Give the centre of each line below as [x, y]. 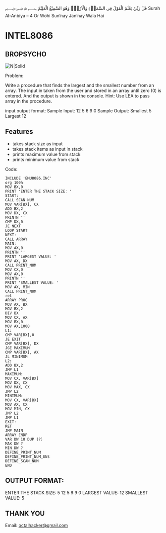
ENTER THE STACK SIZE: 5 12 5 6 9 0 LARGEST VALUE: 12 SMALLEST [77, 492]
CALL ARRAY [16, 239]
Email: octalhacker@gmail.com [37, 526]
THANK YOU [25, 514]
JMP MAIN [14, 431]
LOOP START [16, 230]
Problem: [14, 76]
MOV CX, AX [16, 317]
